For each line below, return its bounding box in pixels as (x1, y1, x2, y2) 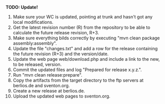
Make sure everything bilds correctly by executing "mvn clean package (12, 35, 160, 41)
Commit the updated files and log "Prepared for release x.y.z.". (12, 67, 142, 73)
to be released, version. (12, 62, 62, 67)
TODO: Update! (5, 4, 38, 10)
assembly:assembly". (12, 40, 57, 46)
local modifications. (12, 19, 54, 25)
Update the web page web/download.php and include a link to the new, (12, 56, 160, 62)
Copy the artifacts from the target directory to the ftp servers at (12, 77, 144, 83)
